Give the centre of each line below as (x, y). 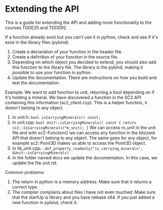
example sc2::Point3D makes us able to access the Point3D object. (79, 143)
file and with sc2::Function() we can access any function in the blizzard (83, 133)
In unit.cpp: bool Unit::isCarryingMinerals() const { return (74, 122)
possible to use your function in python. (52, 72)
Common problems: (25, 172)
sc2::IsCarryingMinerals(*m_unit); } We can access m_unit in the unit (84, 127)
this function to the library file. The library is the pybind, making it (78, 67)
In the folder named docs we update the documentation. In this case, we (85, 157)
